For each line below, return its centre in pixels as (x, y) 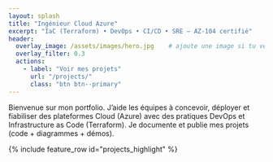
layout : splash (34, 16)
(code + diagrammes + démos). (61, 133)
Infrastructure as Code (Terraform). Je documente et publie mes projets (129, 125)
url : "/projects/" (61, 77)
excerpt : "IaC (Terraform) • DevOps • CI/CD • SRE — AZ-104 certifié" (130, 31)
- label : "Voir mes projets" (72, 69)
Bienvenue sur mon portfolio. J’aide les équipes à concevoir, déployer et (129, 107)
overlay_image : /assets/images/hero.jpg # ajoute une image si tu (136, 46)
